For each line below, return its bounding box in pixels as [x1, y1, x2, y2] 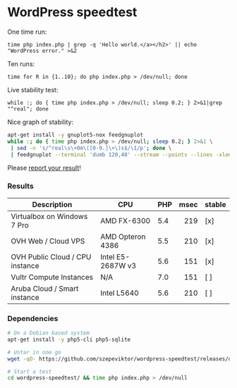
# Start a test [7, 368, 52, 375]
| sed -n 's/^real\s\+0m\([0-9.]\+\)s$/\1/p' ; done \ [10, 144, 172, 151]
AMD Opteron [99, 232, 146, 242]
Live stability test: [7, 85, 59, 94]
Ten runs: [7, 59, 35, 68]
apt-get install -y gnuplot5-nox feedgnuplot [7, 131, 143, 138]
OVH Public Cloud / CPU [11, 251, 92, 261]
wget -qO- [7, 355, 37, 363]
